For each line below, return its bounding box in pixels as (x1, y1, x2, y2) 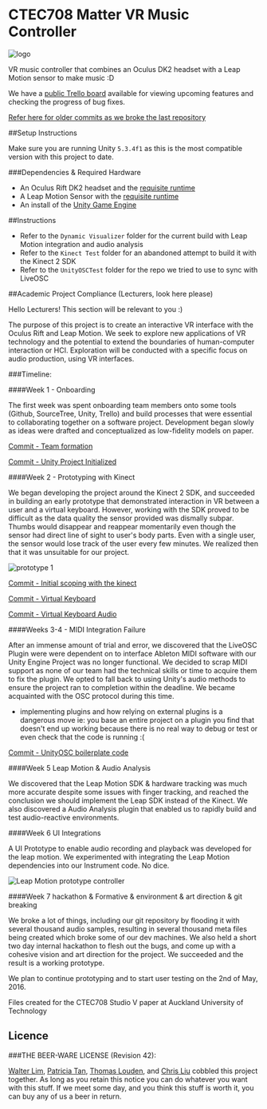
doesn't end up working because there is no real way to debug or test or (19, 724, 258, 733)
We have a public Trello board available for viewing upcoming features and (8, 88, 253, 98)
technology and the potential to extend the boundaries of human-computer (8, 337, 255, 346)
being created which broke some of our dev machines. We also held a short (8, 932, 257, 942)
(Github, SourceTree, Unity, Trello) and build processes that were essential (8, 409, 253, 418)
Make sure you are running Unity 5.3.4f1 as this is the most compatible (8, 143, 243, 153)
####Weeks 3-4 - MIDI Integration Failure (8, 624, 146, 634)
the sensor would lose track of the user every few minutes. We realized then (8, 538, 259, 549)
